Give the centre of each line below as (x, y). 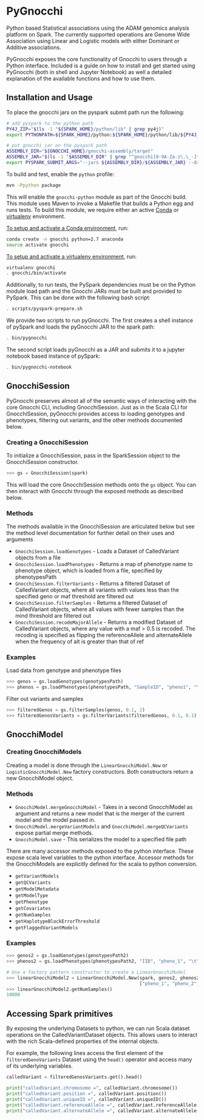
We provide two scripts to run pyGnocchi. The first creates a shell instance (100, 321)
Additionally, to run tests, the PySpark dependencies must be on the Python (101, 285)
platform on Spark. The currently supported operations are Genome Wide (98, 34)
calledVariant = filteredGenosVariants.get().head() (74, 1077)
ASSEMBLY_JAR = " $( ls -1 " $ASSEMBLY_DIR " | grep (66, 157)
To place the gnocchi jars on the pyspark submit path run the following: (95, 112)
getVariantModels (37, 876)
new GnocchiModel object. (40, 778)
